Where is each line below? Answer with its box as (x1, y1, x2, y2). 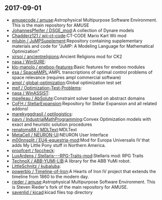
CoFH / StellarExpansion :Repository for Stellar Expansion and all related (11, 100, 157, 106)
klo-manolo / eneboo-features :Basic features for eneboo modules (11, 64, 145, 70)
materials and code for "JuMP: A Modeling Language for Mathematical (11, 43, 154, 49)
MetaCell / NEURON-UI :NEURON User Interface (11, 132, 108, 138)
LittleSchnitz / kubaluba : (11, 163, 61, 169)
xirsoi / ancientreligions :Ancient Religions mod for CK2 (11, 54, 122, 59)
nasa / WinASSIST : (11, 90, 50, 96)
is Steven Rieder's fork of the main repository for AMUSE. (11, 184, 128, 190)
